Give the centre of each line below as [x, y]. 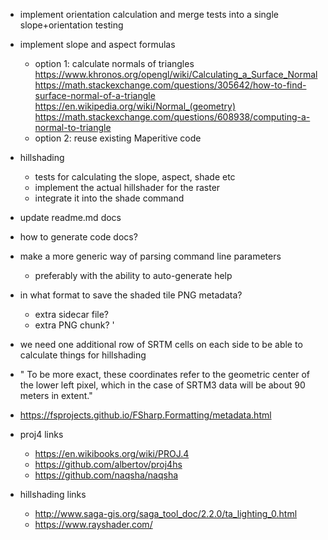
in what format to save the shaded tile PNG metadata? [131, 295]
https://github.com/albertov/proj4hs [108, 464]
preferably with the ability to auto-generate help [133, 275]
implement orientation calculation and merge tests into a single [149, 14]
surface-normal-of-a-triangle [95, 95]
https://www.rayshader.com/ [93, 524]
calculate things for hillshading [83, 355]
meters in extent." [56, 395]
